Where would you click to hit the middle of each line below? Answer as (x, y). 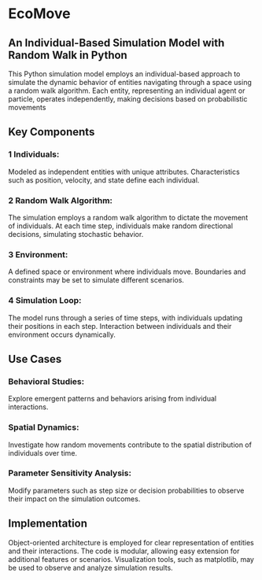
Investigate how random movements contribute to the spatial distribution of (130, 445)
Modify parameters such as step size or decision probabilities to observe (126, 490)
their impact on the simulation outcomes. (74, 499)
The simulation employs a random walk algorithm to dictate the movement (128, 217)
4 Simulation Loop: (45, 301)
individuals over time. (42, 453)
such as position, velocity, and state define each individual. (104, 180)
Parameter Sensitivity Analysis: (70, 473)
